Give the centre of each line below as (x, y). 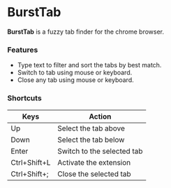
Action (100, 116)
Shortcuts (24, 98)
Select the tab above (91, 128)
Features (23, 50)
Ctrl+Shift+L (31, 162)
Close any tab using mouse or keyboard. (75, 80)
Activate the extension (94, 162)
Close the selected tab (94, 174)
